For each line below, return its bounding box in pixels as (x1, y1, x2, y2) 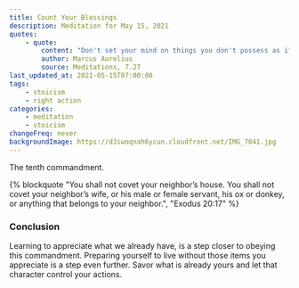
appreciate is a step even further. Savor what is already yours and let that (9, 259, 278, 270)
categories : (9, 104, 53, 113)
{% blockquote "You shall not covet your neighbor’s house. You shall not (9, 179, 275, 190)
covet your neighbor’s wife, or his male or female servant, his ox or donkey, (9, 188, 285, 199)
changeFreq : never (9, 129, 77, 138)
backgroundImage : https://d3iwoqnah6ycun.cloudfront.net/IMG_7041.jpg (9, 137, 277, 146)
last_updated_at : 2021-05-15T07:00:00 (9, 71, 153, 80)
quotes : (9, 29, 38, 38)
